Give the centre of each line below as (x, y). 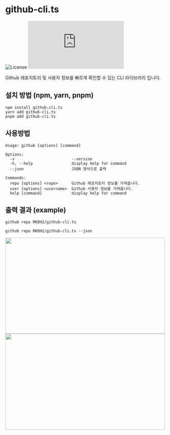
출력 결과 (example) (36, 210)
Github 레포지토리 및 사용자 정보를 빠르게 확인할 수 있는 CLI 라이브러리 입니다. (83, 77)
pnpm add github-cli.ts (31, 116)
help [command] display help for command (68, 193)
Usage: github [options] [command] (43, 145)
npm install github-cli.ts (34, 107)
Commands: (16, 178)
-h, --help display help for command (68, 163)
